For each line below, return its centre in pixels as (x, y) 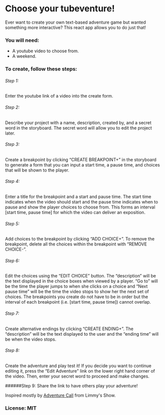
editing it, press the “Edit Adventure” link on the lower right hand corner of (80, 371)
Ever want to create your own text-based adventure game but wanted (76, 22)
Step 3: (12, 144)
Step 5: (12, 224)
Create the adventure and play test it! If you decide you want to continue (78, 366)
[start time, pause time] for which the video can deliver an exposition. (75, 212)
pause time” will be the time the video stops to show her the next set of (77, 292)
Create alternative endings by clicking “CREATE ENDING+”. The (69, 329)
